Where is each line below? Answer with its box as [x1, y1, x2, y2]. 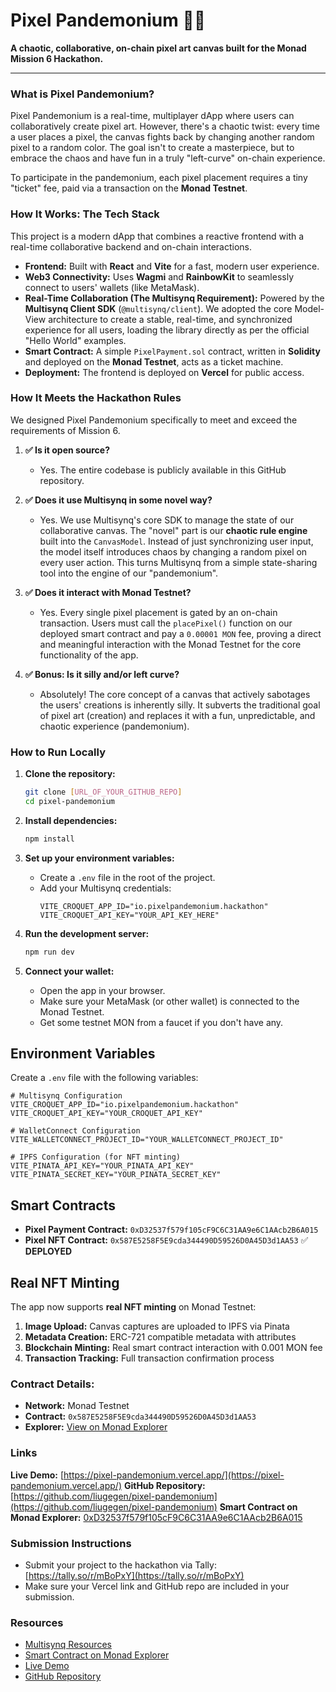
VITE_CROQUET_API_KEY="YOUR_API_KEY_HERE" [39, 910, 220, 920]
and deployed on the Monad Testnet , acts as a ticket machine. [24, 355, 284, 368]
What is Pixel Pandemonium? [10, 87, 155, 101]
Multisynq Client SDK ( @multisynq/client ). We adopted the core [24, 302, 293, 314]
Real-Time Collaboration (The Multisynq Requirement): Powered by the [24, 292, 325, 304]
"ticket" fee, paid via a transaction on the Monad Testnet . [10, 182, 248, 194]
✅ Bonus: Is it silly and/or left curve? [24, 668, 180, 680]
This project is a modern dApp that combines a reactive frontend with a [10, 230, 305, 242]
